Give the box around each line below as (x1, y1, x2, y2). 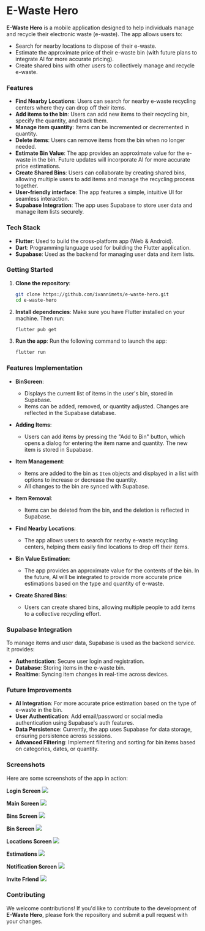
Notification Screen (6, 862, 57, 870)
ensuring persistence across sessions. (15, 732, 113, 739)
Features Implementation (6, 364, 83, 372)
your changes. (6, 918, 43, 925)
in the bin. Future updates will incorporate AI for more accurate (32, 156, 191, 163)
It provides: (6, 645, 35, 652)
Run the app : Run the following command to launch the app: (15, 337, 167, 345)
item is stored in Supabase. (24, 446, 94, 453)
